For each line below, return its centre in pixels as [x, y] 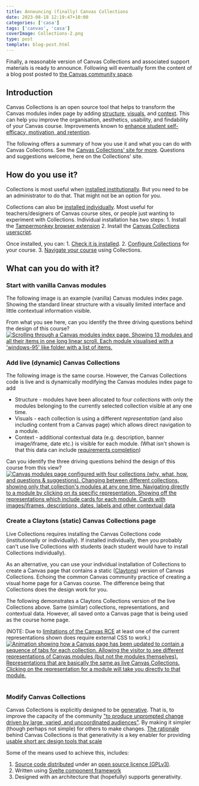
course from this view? [34, 468]
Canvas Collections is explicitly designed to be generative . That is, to [90, 710]
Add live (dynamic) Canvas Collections [63, 363]
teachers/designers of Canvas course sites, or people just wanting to [90, 213]
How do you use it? [42, 175]
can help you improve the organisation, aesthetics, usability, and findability [97, 120]
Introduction [30, 93]
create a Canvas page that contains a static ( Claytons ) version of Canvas [95, 570]
